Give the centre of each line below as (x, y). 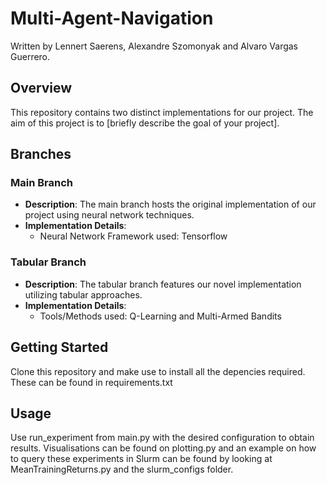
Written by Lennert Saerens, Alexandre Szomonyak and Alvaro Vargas (154, 46)
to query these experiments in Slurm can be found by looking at (141, 459)
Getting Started (59, 347)
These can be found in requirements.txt (91, 382)
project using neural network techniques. (109, 215)
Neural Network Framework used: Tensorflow (133, 236)
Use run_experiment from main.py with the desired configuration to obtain (162, 438)
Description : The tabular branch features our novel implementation (163, 284)
